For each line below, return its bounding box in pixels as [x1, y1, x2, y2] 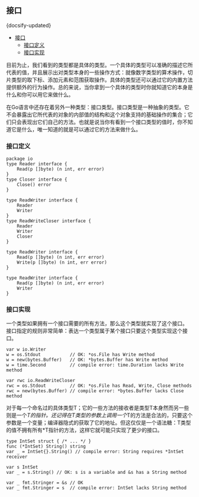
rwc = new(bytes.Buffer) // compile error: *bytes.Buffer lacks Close [6, 388, 184, 394]
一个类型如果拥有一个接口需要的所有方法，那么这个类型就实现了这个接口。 [6, 320, 188, 327]
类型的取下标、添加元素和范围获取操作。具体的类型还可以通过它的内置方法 [11, 76, 193, 83]
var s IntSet [6, 464, 38, 470]
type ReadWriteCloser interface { [6, 218, 92, 224]
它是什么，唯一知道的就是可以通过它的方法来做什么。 [11, 126, 141, 133]
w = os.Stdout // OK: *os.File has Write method [6, 352, 155, 358]
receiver [6, 454, 28, 460]
